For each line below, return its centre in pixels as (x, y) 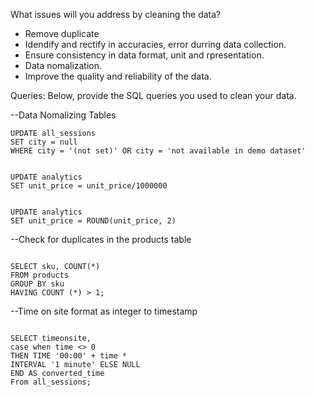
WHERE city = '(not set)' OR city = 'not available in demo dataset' (158, 151)
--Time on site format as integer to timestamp (104, 311)
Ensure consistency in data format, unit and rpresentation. (144, 55)
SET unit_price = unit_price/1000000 (89, 186)
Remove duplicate (62, 33)
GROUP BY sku (37, 284)
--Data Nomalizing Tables (63, 115)
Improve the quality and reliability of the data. (118, 76)
